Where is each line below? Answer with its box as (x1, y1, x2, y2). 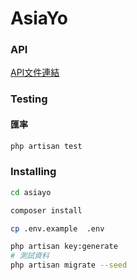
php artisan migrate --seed (10, 260, 128, 271)
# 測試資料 (10, 251, 50, 261)
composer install (10, 205, 83, 216)
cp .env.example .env (10, 223, 105, 234)
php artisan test (10, 141, 83, 151)
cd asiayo (10, 187, 52, 197)
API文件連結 (10, 67, 60, 79)
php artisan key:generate (10, 242, 118, 252)
